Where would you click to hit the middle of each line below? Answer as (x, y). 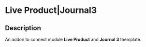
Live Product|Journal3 (51, 10)
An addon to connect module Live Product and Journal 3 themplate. (73, 39)
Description (23, 28)
